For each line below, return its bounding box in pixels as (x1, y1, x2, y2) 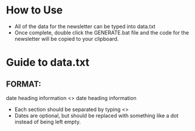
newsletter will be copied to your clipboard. (14, 35, 119, 42)
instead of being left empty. (14, 118, 81, 125)
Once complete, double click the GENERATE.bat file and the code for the (14, 29, 189, 36)
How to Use (6, 4, 63, 17)
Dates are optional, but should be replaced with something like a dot (14, 112, 179, 119)
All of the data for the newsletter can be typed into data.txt (14, 23, 156, 30)
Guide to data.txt (6, 56, 89, 69)
